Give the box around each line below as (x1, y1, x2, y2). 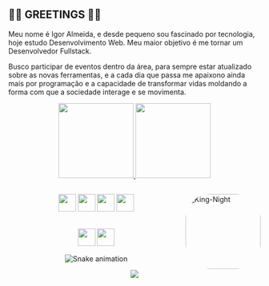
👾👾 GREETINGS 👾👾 (8, 8, 102, 22)
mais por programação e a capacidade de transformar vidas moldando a (8, 78, 247, 88)
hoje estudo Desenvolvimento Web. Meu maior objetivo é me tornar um (8, 38, 243, 47)
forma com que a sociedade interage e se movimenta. (8, 87, 187, 97)
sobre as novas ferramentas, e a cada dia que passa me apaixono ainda (8, 70, 246, 80)
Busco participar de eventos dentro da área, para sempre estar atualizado (8, 62, 252, 71)
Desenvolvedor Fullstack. (8, 46, 92, 56)
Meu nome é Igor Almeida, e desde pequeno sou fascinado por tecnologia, (8, 29, 255, 38)
